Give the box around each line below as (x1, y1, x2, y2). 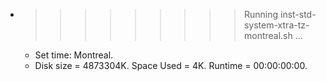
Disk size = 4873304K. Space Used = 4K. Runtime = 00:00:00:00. (34, 60, 308, 71)
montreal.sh (243, 30, 293, 41)
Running (243, 9, 279, 20)
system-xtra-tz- (243, 19, 310, 31)
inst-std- (279, 9, 317, 20)
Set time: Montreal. (34, 49, 114, 61)
